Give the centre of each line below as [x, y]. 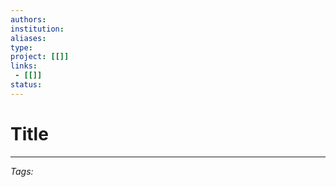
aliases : [28, 38]
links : [24, 66]
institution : [37, 29]
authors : [28, 19]
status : [26, 85]
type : [21, 47]
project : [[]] [40, 57]
